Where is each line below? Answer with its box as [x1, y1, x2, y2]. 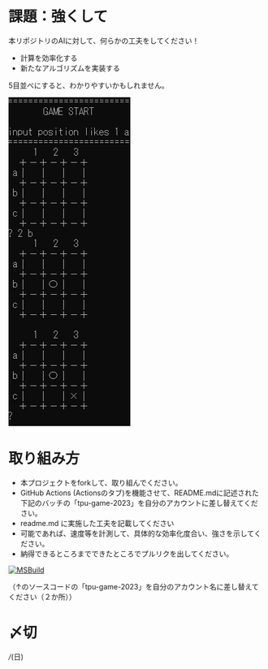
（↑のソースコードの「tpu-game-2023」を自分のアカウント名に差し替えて [8, 581, 259, 591]
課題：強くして [8, 7, 108, 26]
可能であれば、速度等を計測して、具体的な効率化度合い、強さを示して [19, 529, 254, 538]
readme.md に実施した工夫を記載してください [19, 518, 175, 528]
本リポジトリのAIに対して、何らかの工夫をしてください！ [8, 36, 200, 45]
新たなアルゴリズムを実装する [19, 63, 120, 73]
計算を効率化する [19, 53, 78, 63]
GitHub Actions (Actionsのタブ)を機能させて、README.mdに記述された [19, 488, 260, 498]
